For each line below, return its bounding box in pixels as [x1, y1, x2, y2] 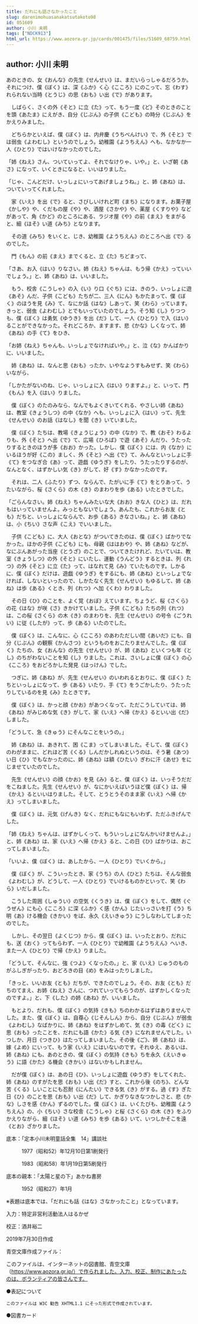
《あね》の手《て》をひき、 [6, 329, 74, 336]
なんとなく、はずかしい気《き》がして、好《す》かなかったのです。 [6, 466, 171, 473]
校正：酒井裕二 [6, 1222, 42, 1230]
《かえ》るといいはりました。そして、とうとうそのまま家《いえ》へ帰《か [6, 790, 187, 797]
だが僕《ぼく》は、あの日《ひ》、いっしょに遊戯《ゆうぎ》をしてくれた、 [11, 1071, 190, 1078]
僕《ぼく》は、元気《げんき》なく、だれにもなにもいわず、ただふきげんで [11, 810, 192, 818]
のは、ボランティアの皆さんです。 [6, 1275, 88, 1282]
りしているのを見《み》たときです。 [6, 688, 94, 695]
